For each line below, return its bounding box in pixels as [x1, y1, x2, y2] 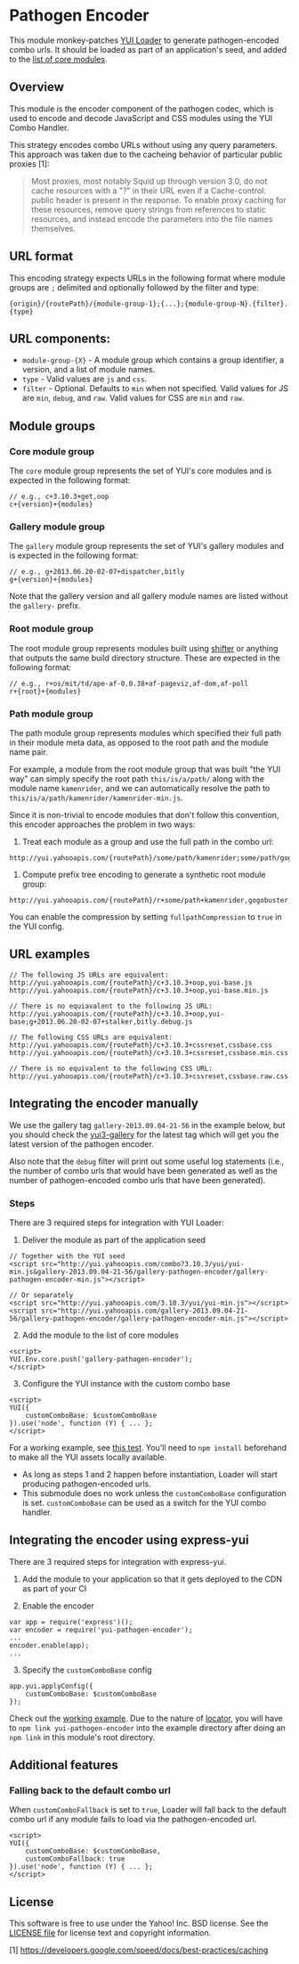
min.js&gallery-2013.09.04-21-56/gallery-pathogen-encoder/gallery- [9, 1267, 269, 1276]
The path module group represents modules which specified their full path [9, 727, 282, 738]
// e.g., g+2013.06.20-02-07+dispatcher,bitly [9, 568, 185, 577]
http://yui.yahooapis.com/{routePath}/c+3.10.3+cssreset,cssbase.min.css [9, 1048, 289, 1057]
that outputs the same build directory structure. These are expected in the [9, 652, 280, 663]
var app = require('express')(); [9, 1617, 133, 1626]
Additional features [9, 1757, 118, 1773]
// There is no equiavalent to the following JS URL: [9, 1002, 214, 1011]
